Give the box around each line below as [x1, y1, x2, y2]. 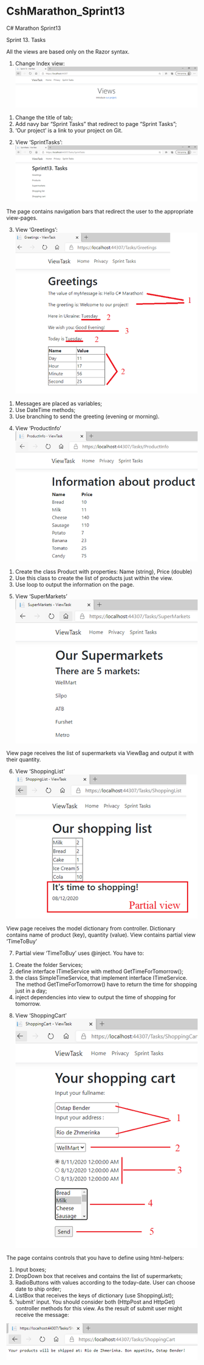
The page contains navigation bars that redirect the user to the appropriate [6, 208, 194, 215]
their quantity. [6, 756, 41, 763]
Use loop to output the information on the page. [15, 581, 135, 588]
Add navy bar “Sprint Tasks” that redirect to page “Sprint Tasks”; [15, 120, 177, 128]
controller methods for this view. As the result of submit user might [15, 1304, 182, 1312]
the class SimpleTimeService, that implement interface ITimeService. [15, 974, 188, 981]
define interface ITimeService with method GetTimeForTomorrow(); [15, 968, 184, 975]
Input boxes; [15, 1266, 47, 1273]
